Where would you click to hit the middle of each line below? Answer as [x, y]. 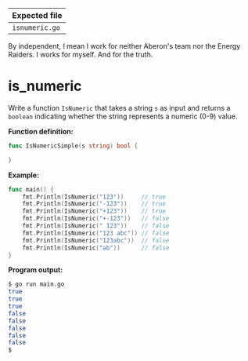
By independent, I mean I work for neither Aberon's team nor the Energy [124, 46]
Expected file [37, 15]
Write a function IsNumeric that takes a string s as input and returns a [119, 108]
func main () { [31, 189]
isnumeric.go [36, 28]
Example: [24, 175]
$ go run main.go [36, 284]
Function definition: [41, 131]
